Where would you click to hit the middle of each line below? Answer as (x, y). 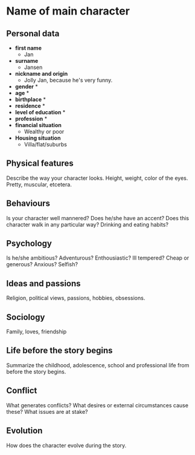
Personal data (33, 34)
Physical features (40, 164)
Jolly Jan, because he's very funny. (68, 80)
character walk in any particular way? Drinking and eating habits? (88, 224)
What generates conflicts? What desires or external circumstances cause (97, 405)
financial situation (38, 125)
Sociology (26, 317)
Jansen (33, 67)
